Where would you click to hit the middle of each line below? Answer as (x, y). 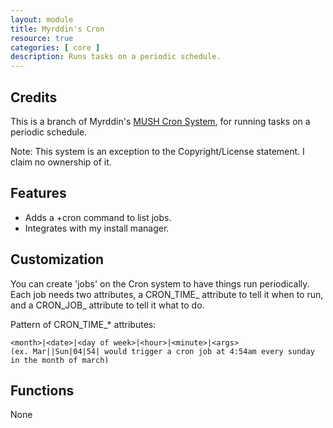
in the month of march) (60, 360)
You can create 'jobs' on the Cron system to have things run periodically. (160, 283)
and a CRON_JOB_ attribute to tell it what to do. (107, 305)
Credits (34, 97)
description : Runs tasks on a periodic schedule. (116, 57)
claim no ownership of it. (61, 162)
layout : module (42, 19)
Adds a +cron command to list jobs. (98, 217)
